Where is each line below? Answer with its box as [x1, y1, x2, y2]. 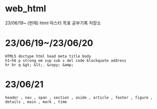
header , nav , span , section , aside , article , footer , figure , [5, 95, 153, 100]
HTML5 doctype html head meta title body [5, 54, 92, 59]
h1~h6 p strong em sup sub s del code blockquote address [5, 58, 126, 63]
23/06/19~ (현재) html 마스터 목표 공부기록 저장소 [5, 20, 101, 26]
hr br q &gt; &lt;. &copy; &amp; [5, 62, 74, 67]
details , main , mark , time [5, 99, 67, 104]
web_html [5, 3, 46, 14]
